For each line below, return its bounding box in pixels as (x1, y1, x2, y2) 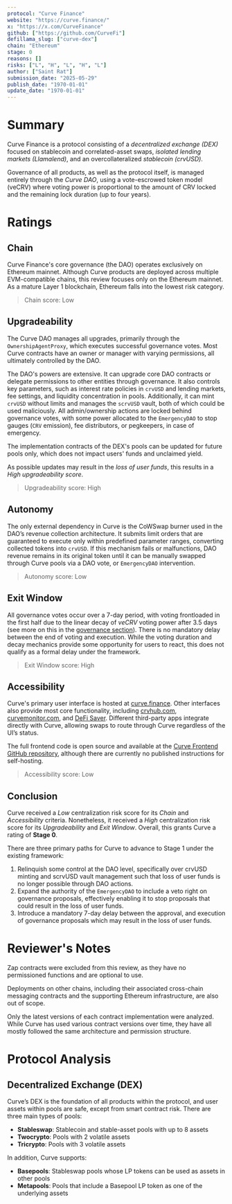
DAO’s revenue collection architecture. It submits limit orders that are (7, 529, 204, 537)
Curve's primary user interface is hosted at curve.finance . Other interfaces (7, 699, 220, 708)
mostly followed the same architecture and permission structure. (7, 1027, 192, 1036)
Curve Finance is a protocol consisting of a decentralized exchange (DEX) (7, 140, 219, 149)
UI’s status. (7, 728, 39, 737)
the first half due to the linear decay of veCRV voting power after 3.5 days (7, 618, 217, 627)
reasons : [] (7, 55, 42, 62)
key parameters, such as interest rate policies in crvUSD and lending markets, (7, 384, 226, 393)
